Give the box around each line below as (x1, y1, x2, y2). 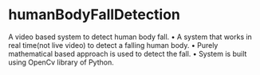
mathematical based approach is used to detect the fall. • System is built (8, 49, 247, 58)
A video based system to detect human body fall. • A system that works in (8, 32, 253, 41)
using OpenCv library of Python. (8, 57, 114, 67)
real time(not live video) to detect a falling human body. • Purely (8, 40, 219, 49)
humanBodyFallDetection (8, 6, 181, 24)
